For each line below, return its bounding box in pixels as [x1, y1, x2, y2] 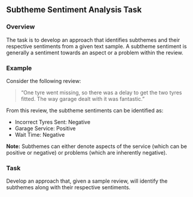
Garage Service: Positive [14, 125, 76, 132]
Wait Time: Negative [14, 131, 65, 138]
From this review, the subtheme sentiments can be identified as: [6, 107, 164, 114]
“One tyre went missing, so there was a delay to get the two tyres [20, 89, 182, 96]
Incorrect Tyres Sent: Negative [14, 118, 91, 125]
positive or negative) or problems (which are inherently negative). [6, 149, 167, 156]
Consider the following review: [6, 77, 81, 84]
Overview [6, 23, 35, 31]
